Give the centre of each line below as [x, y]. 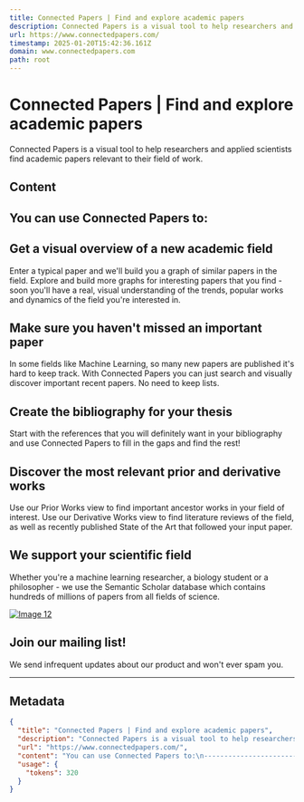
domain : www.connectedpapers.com [72, 52]
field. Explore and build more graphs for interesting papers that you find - [146, 280]
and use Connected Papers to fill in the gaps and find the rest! [125, 443]
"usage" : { [38, 764]
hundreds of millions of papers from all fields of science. [114, 596]
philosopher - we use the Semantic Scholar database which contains [138, 586]
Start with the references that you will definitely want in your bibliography [146, 434]
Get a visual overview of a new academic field [141, 249]
